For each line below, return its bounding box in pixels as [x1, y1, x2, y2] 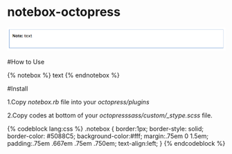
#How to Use [7, 58, 45, 66]
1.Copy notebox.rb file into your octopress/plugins [7, 98, 150, 106]
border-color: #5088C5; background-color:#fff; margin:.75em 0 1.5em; [7, 132, 209, 140]
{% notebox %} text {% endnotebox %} [7, 71, 120, 79]
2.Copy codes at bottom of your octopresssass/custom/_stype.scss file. [7, 111, 213, 119]
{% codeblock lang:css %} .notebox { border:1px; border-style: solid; [7, 125, 204, 133]
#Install [7, 84, 28, 93]
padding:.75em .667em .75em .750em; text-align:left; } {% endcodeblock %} [7, 139, 226, 148]
